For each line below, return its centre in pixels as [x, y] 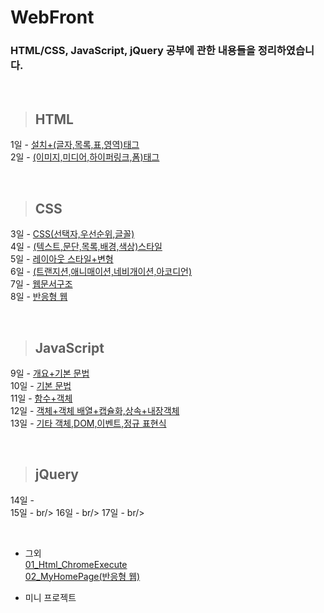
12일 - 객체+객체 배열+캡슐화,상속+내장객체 [95, 410]
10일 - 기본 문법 [41, 385]
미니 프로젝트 [50, 597]
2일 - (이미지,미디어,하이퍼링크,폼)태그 [85, 157]
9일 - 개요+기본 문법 [50, 373]
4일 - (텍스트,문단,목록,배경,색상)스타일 [86, 247]
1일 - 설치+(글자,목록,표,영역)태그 [75, 145]
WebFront [52, 17]
